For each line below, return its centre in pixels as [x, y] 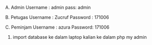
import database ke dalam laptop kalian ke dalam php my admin [80, 37]
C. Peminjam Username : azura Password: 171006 [57, 27]
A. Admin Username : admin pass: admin [48, 7]
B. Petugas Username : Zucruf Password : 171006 [57, 17]
